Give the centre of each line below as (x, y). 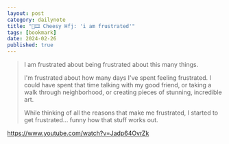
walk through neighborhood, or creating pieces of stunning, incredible (123, 92)
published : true (30, 45)
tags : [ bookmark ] (32, 32)
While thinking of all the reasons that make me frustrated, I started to (121, 113)
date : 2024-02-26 (32, 39)
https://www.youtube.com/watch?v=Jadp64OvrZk (78, 133)
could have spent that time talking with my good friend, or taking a (118, 85)
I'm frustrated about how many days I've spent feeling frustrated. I (117, 78)
